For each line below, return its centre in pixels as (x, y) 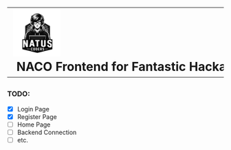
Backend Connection (47, 132)
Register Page (37, 116)
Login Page (33, 109)
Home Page (34, 125)
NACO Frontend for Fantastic (101, 67)
